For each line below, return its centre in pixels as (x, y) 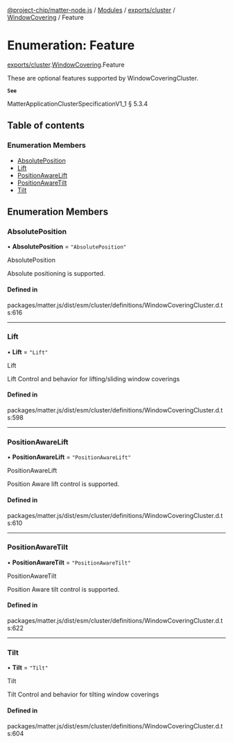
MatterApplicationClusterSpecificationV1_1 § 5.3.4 (78, 103)
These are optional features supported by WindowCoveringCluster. (103, 78)
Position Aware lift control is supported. (63, 484)
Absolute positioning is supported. (56, 274)
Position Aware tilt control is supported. (63, 589)
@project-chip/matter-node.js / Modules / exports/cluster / (91, 10)
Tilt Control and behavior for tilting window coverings (83, 694)
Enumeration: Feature (71, 45)
